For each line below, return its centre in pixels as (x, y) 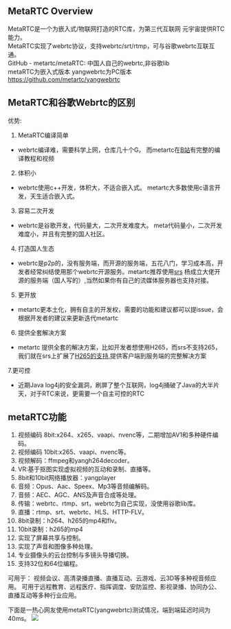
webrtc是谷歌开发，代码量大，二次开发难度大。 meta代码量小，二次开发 (120, 225)
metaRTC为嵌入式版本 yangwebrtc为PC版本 (70, 71)
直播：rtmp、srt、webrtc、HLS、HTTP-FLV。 (83, 512)
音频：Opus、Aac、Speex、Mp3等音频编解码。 (85, 486)
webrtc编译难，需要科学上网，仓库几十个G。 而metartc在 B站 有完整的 (116, 150)
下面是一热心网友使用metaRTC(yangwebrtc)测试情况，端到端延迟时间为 (109, 610)
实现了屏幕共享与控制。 (51, 538)
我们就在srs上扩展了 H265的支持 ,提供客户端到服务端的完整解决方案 (112, 356)
